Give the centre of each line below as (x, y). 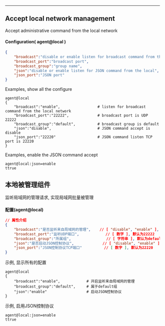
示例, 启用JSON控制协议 (29, 306)
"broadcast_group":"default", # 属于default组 (66, 287)
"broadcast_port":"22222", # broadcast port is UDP (81, 116)
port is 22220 (20, 142)
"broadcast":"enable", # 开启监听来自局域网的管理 (74, 282)
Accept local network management (60, 18)
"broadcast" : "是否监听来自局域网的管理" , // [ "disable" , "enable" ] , (86, 229)
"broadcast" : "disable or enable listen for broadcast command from (84, 57)
